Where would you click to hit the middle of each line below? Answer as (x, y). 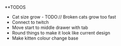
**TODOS (15, 7)
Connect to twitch (30, 22)
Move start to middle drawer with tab (50, 27)
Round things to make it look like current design (61, 33)
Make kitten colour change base (45, 38)
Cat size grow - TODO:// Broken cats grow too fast (64, 17)
